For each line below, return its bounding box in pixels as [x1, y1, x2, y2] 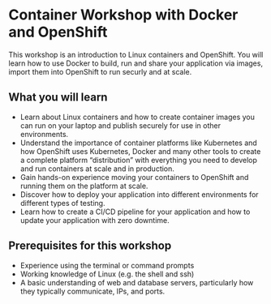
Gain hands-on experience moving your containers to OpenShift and [19, 172, 249, 182]
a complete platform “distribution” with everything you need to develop [19, 155, 258, 165]
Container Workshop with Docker [8, 6, 239, 24]
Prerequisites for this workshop [8, 239, 172, 253]
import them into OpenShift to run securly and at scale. [8, 66, 192, 76]
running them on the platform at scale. [19, 181, 148, 191]
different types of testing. [19, 198, 105, 208]
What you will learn [8, 91, 108, 105]
